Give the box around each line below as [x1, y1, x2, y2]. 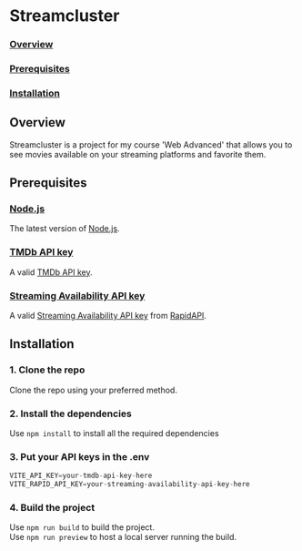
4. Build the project [9, 502, 96, 514]
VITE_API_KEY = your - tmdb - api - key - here [9, 471, 153, 481]
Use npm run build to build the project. [9, 522, 155, 533]
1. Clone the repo [9, 363, 86, 376]
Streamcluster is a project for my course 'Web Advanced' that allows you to [9, 138, 293, 150]
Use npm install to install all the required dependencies [9, 428, 220, 439]
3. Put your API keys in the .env [9, 450, 150, 463]
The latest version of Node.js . [9, 223, 120, 234]
